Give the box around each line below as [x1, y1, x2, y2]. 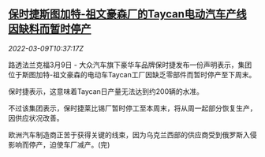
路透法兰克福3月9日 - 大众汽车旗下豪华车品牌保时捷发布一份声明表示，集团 [8, 60, 252, 69]
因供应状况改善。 [8, 113, 64, 122]
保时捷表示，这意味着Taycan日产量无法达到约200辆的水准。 [8, 86, 203, 96]
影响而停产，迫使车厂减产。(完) [8, 140, 110, 149]
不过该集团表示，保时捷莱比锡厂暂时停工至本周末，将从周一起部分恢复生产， [8, 103, 257, 113]
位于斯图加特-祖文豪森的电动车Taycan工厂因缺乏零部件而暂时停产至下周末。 [8, 69, 256, 79]
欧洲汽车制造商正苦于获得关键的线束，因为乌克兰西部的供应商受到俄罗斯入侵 [8, 129, 257, 140]
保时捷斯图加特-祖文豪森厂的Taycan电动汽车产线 [8, 7, 247, 21]
